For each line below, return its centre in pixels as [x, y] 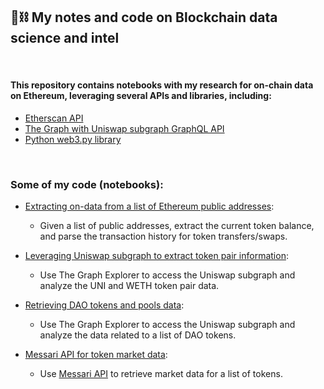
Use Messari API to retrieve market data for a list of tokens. [161, 374]
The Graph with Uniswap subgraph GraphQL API [124, 129]
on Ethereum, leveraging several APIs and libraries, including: [141, 96]
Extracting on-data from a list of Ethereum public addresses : [149, 206]
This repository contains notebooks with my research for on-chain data [162, 85]
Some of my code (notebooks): [87, 184]
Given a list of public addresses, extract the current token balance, [177, 226]
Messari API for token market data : [96, 355]
